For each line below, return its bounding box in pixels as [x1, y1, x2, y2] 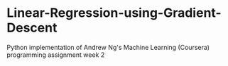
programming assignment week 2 [6, 51, 105, 59]
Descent [6, 20, 58, 36]
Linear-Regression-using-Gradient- [6, 5, 222, 21]
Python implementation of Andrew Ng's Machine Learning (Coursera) [6, 43, 210, 51]
